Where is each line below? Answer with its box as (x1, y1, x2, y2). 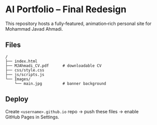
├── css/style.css (5, 67, 44, 72)
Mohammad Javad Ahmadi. (5, 26, 63, 32)
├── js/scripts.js (5, 72, 44, 77)
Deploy (5, 95, 29, 104)
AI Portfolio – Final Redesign (5, 4, 127, 15)
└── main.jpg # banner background (14, 81, 106, 86)
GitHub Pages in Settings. (5, 114, 60, 120)
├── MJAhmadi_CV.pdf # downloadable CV (5, 63, 102, 68)
